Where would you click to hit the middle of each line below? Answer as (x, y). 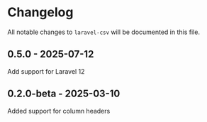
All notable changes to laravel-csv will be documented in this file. (104, 32)
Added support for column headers (59, 111)
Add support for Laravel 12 (46, 71)
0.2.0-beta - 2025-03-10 (64, 94)
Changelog (40, 12)
